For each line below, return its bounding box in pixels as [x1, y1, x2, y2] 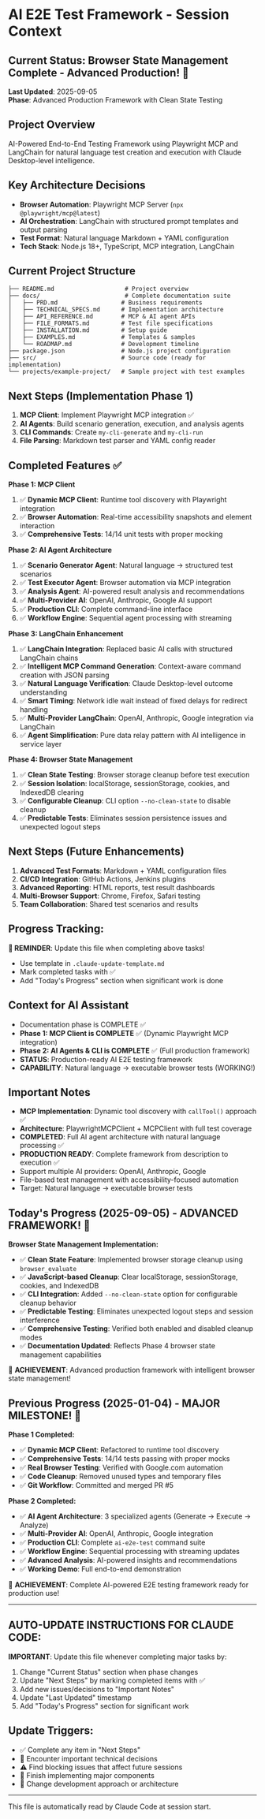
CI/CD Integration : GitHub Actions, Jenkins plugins [19, 874, 187, 884]
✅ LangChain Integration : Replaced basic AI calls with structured [19, 644, 233, 654]
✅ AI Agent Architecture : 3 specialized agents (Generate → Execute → [19, 1511, 252, 1521]
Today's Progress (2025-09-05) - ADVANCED [8, 1206, 239, 1220]
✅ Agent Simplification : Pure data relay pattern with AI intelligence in [19, 731, 246, 740]
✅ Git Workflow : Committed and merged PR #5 [19, 1480, 174, 1489]
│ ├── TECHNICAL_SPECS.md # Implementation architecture [8, 306, 224, 314]
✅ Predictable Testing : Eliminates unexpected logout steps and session [19, 1306, 254, 1316]
